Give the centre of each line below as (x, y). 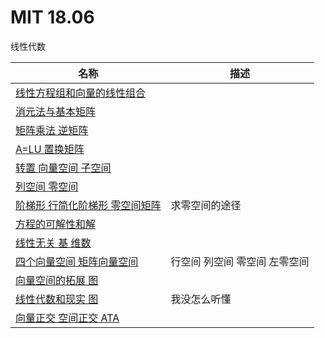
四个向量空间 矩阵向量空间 (77, 261)
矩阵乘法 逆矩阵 (52, 130)
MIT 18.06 (52, 17)
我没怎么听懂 (201, 299)
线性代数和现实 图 (57, 299)
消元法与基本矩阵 (56, 111)
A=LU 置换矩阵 (50, 149)
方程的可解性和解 (56, 224)
